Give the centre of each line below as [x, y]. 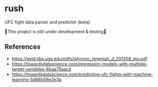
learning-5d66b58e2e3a [37, 79]
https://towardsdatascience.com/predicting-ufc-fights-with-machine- [82, 74]
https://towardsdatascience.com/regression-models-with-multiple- [79, 64]
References [23, 47]
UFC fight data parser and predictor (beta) [47, 22]
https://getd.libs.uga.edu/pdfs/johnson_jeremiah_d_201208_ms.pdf [79, 59]
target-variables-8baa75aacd [41, 69]
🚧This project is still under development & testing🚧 [55, 31]
